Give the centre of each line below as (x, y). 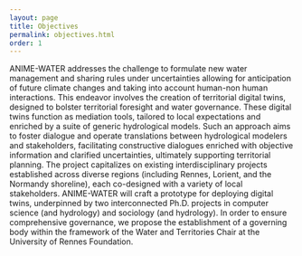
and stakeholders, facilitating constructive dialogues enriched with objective (151, 146)
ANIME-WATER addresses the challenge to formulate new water (128, 69)
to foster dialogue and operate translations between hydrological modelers (148, 136)
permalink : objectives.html (62, 34)
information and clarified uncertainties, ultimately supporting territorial (140, 156)
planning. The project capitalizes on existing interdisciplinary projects (139, 165)
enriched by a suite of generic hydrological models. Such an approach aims (150, 127)
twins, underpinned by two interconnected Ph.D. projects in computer (139, 204)
